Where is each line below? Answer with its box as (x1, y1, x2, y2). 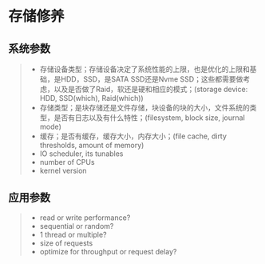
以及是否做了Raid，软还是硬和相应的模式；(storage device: (53, 85, 248, 94)
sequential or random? (39, 221, 114, 230)
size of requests (39, 238, 93, 248)
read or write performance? (39, 213, 131, 222)
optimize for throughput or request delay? (39, 246, 177, 256)
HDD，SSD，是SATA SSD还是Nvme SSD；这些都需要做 (61, 74, 243, 84)
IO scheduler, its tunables (39, 149, 124, 158)
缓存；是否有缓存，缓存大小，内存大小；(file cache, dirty (39, 131, 227, 141)
